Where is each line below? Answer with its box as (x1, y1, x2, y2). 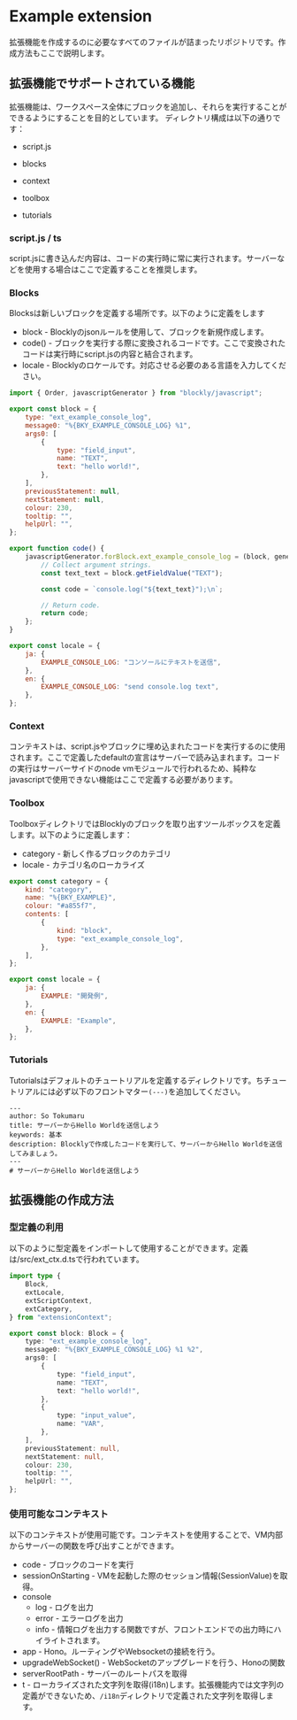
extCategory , (25, 1304, 73, 1314)
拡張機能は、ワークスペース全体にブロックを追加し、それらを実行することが (9, 101, 287, 112)
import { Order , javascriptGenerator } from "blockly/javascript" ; (9, 389, 263, 397)
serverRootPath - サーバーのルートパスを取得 (21, 1669, 188, 1679)
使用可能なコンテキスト (9, 1508, 109, 1520)
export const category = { (9, 876, 109, 886)
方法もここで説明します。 (16, 47, 110, 58)
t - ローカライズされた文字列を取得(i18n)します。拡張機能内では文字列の (21, 1679, 285, 1690)
